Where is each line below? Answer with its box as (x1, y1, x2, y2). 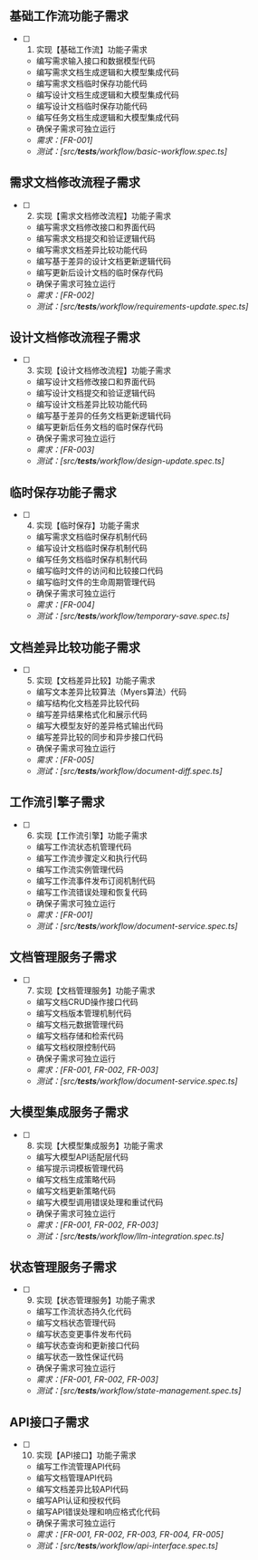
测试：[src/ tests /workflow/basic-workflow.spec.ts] (35, 146, 228, 157)
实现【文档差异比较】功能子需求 (35, 675, 156, 686)
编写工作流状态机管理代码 (35, 841, 132, 852)
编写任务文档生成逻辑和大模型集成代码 (35, 111, 179, 122)
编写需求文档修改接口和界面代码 (35, 221, 156, 233)
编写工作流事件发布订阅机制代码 (35, 875, 156, 885)
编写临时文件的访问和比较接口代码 (35, 565, 164, 577)
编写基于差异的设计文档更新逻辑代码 (35, 255, 172, 266)
